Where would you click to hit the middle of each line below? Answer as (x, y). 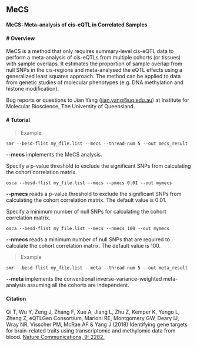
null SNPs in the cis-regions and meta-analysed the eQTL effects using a (94, 70)
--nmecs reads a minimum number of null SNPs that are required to (88, 239)
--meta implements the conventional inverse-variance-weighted (84, 279)
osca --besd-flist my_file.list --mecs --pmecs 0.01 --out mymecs (89, 183)
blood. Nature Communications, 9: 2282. (55, 337)
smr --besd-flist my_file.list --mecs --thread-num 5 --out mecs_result (97, 144)
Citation (16, 298)
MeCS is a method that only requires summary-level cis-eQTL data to (90, 51)
